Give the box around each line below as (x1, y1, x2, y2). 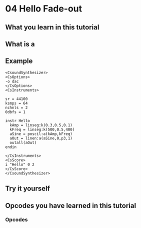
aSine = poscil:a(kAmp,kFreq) (9, 131, 72, 136)
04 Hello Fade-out (5, 3, 82, 14)
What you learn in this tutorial (5, 23, 99, 31)
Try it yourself (5, 184, 50, 193)
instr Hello (5, 118, 30, 123)
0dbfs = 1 (5, 109, 26, 114)
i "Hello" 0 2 (5, 162, 35, 167)
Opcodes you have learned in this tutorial (5, 201, 136, 210)
